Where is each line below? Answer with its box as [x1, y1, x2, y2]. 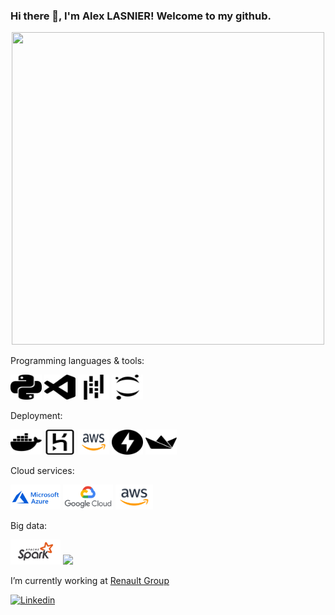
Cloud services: [10, 465, 75, 477]
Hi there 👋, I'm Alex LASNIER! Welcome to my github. [10, 9, 272, 23]
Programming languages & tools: [10, 355, 145, 367]
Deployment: [10, 410, 63, 422]
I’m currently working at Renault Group [10, 575, 170, 587]
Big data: [10, 520, 48, 532]
